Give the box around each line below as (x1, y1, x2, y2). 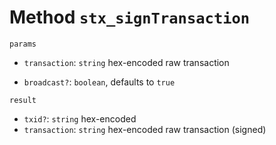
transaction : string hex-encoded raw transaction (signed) (23, 123, 267, 135)
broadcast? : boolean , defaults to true (23, 76, 176, 88)
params (9, 39, 37, 49)
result (9, 95, 37, 105)
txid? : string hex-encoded (23, 112, 137, 125)
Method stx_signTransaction (9, 6, 251, 29)
